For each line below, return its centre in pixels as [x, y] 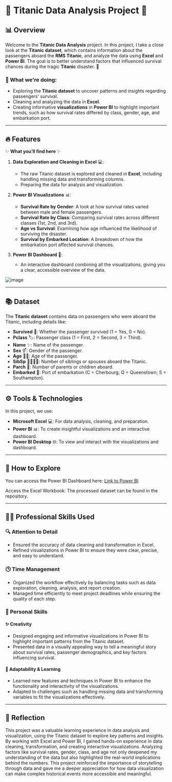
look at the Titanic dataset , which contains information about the [74, 50]
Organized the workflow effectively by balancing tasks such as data [84, 582]
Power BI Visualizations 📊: [42, 195]
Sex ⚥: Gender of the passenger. [48, 351]
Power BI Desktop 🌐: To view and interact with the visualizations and [85, 442]
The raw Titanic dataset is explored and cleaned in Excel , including [91, 174]
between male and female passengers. [61, 212]
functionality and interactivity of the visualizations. [66, 686]
